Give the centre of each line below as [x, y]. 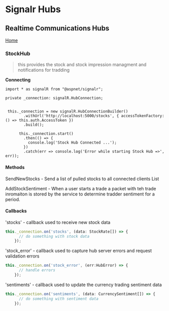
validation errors [22, 256]
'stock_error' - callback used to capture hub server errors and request [79, 251]
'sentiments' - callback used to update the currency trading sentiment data [84, 285]
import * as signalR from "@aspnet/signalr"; [54, 89]
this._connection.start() [46, 134]
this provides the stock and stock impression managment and [82, 65]
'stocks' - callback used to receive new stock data [58, 222]
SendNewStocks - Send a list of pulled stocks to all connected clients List [82, 179]
